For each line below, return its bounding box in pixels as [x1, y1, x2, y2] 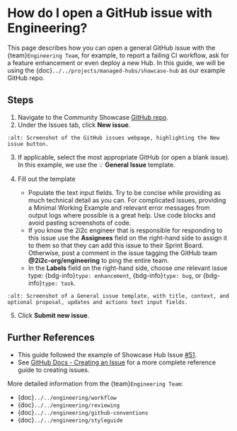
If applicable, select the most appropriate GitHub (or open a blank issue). [17, 152, 230, 161]
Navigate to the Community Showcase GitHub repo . [17, 113, 168, 121]
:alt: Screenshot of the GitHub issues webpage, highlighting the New [7, 134, 220, 141]
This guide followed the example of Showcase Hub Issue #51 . [17, 350, 197, 359]
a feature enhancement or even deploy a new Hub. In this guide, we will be [7, 58, 225, 67]
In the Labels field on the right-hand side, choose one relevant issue [28, 264, 228, 272]
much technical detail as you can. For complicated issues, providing [28, 196, 226, 204]
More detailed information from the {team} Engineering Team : [7, 379, 184, 388]
